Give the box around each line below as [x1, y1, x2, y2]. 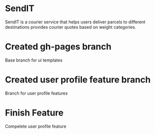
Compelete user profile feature [5, 123, 66, 129]
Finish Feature [5, 107, 64, 118]
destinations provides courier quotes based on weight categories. [5, 24, 137, 30]
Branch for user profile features [5, 90, 68, 96]
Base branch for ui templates [5, 57, 63, 63]
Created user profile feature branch [5, 74, 151, 85]
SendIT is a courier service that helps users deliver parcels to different [5, 19, 146, 25]
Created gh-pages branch [5, 41, 111, 52]
